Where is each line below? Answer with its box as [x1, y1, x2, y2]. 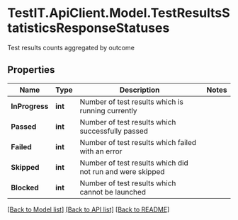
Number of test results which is [79, 97, 184, 107]
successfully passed [79, 126, 149, 136]
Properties [7, 64, 55, 76]
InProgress [11, 101, 49, 111]
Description [119, 85, 160, 95]
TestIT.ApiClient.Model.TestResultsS [7, 5, 230, 21]
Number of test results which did [79, 158, 189, 168]
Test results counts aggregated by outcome [7, 43, 135, 52]
